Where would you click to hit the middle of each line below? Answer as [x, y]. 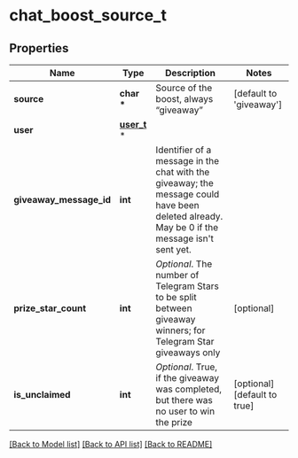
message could [188, 194]
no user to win [185, 411]
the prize [174, 422]
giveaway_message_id [63, 200]
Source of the [184, 88]
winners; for [180, 330]
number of [177, 275]
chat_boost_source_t [88, 16]
